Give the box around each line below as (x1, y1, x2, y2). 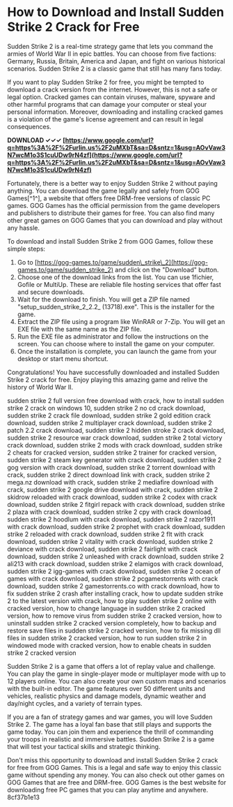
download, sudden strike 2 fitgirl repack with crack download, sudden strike (7, 500, 225, 508)
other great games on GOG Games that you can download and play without (7, 216, 223, 224)
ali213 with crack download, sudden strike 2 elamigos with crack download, (7, 559, 224, 568)
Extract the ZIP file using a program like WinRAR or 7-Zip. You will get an (17, 317, 225, 325)
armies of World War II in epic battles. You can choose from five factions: (7, 50, 217, 58)
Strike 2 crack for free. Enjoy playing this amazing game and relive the (7, 375, 209, 384)
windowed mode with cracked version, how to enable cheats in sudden (7, 641, 211, 649)
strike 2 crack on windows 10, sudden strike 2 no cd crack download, (7, 403, 206, 412)
